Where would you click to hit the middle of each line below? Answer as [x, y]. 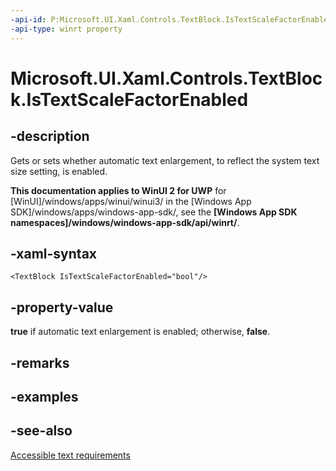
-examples [44, 396]
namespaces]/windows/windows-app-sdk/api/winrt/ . [125, 222]
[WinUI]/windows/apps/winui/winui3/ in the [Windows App [131, 201]
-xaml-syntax [54, 253]
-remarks [40, 362]
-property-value [62, 307]
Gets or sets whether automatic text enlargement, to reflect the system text [165, 160]
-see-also [41, 431]
